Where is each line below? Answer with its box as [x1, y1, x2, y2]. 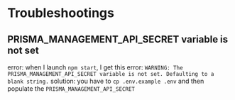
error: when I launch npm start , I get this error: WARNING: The [7, 63, 183, 72]
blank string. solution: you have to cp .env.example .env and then [7, 77, 204, 85]
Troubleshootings [7, 5, 115, 21]
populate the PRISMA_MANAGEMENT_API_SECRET [7, 84, 136, 93]
